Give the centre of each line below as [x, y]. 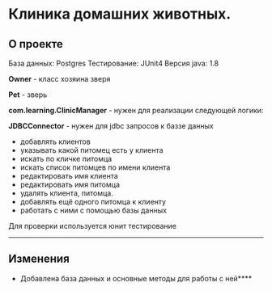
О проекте [36, 44]
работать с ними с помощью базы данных [93, 210]
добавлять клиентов [55, 141]
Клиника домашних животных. [120, 14]
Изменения [39, 259]
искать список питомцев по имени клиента [95, 167]
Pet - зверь [28, 95]
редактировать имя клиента [69, 176]
